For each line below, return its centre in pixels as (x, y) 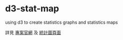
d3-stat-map (32, 9)
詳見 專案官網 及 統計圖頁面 (33, 32)
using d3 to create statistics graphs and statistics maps (61, 22)
